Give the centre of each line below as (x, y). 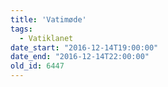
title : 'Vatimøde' (48, 19)
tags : (21, 29)
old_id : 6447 (37, 66)
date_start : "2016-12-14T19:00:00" (84, 47)
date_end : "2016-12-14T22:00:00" (80, 57)
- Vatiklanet (46, 38)
